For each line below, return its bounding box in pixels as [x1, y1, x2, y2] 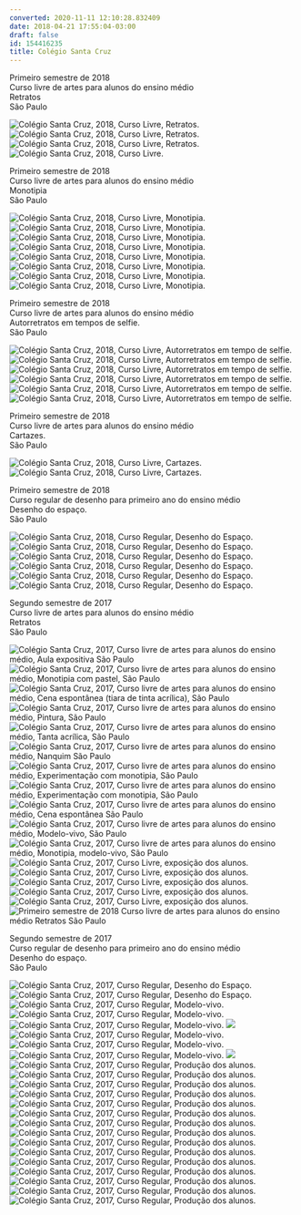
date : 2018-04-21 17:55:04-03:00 [9, 22, 136, 31]
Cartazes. [9, 430, 46, 441]
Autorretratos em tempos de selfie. [9, 317, 141, 328]
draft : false [9, 30, 59, 39]
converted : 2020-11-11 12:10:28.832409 [9, 13, 161, 23]
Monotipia [9, 185, 47, 196]
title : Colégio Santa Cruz [9, 47, 112, 57]
